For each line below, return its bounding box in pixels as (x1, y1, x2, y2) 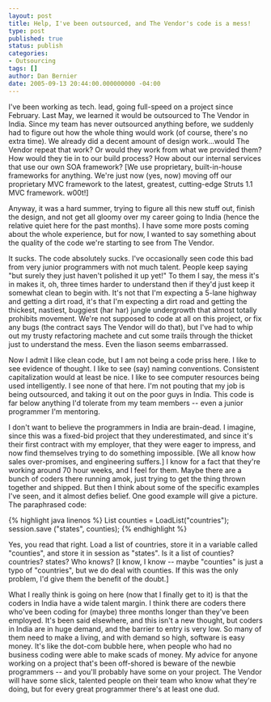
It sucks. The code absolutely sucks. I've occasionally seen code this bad (8, 253, 253, 263)
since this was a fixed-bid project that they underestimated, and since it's (8, 430, 253, 441)
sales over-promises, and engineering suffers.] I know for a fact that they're (8, 456, 260, 466)
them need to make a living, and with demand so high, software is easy (8, 632, 245, 642)
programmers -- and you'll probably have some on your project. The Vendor (8, 666, 263, 676)
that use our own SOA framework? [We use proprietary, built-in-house (8, 162, 243, 171)
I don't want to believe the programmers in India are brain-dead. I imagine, (8, 422, 256, 432)
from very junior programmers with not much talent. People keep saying (8, 262, 248, 272)
